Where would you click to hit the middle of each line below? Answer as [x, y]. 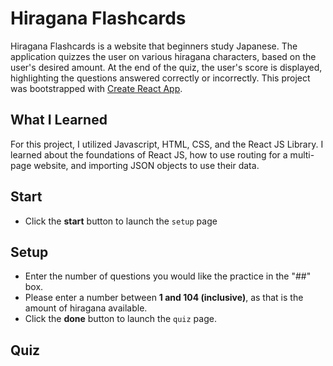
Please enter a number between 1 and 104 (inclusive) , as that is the [164, 298]
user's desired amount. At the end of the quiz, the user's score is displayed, [166, 67]
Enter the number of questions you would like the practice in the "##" [168, 276]
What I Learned [59, 120]
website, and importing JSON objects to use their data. [146, 165]
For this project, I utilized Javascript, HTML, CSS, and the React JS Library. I [167, 144]
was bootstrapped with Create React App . [96, 88]
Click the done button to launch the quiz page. [120, 319]
